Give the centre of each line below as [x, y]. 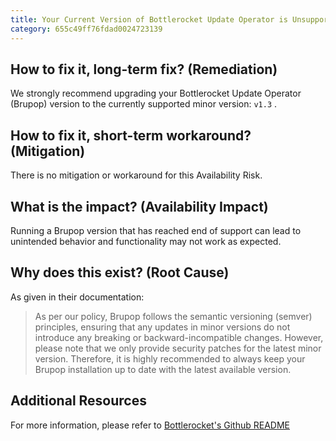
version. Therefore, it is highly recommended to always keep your [170, 358]
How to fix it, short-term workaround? [131, 135]
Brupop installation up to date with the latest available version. [163, 369]
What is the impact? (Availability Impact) [139, 206]
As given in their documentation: [77, 297]
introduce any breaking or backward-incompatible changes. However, [179, 337]
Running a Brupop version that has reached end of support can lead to [156, 230]
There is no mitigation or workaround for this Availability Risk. [136, 175]
